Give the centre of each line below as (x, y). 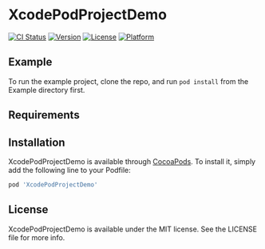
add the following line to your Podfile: (70, 170)
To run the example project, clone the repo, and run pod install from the (129, 81)
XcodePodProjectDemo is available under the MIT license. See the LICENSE (133, 229)
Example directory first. (47, 90)
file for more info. (37, 237)
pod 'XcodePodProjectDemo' (53, 185)
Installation (37, 142)
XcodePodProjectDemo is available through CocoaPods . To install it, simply (132, 161)
